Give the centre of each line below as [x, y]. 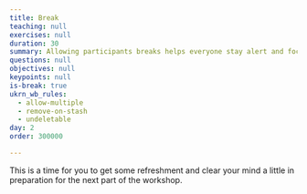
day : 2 [22, 128]
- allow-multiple [51, 102]
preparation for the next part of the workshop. [96, 179]
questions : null [40, 60]
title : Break [34, 18]
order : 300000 [37, 137]
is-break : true [38, 86]
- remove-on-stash [53, 111]
